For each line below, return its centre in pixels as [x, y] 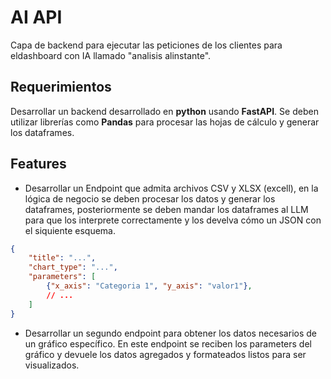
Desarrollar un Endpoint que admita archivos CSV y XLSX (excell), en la [171, 188]
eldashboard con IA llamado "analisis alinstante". [111, 55]
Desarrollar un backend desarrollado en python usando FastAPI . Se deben [164, 111]
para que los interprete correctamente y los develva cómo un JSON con [173, 220]
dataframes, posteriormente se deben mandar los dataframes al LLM [166, 209]
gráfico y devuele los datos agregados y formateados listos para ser [165, 354]
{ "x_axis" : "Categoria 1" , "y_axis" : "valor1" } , [149, 286]
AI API [36, 17]
